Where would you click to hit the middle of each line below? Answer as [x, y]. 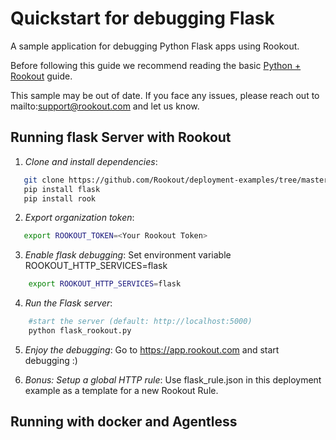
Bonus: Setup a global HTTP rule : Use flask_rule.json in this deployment [173, 379]
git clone [44, 180]
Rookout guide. [41, 76]
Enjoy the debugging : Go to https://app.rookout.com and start [152, 349]
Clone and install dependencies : [91, 161]
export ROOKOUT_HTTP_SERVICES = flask [105, 284]
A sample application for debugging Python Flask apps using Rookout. [155, 46]
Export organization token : [79, 218]
